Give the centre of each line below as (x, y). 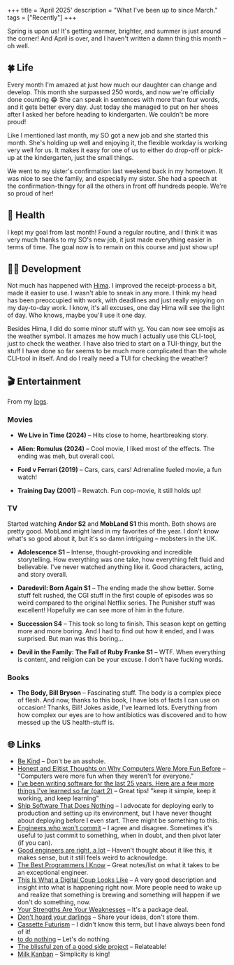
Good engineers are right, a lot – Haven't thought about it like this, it (115, 850)
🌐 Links (24, 744)
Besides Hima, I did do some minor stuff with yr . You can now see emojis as (116, 329)
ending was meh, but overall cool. (66, 456)
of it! (24, 931)
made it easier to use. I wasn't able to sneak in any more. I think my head (112, 293)
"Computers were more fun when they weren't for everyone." (105, 776)
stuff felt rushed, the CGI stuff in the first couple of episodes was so (115, 595)
